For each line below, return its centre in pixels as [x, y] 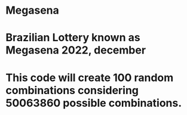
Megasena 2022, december [76, 50]
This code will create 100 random [90, 77]
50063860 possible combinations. [94, 103]
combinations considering [72, 90]
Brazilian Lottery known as [73, 38]
